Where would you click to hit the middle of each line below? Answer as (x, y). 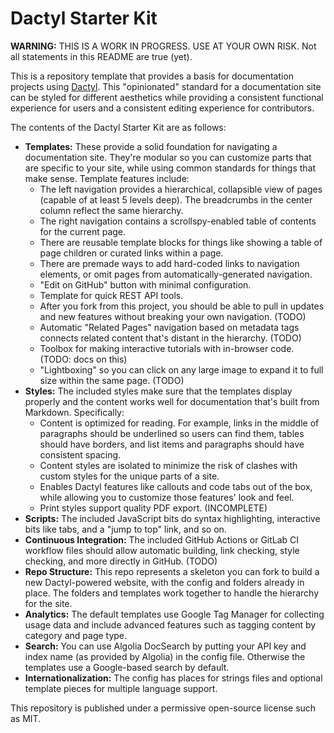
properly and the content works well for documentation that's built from (172, 401)
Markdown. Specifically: (74, 412)
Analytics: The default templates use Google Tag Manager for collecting (174, 614)
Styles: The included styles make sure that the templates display (158, 391)
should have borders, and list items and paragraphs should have (172, 444)
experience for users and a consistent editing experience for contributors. (162, 108)
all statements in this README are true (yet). (101, 56)
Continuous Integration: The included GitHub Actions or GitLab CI (162, 539)
